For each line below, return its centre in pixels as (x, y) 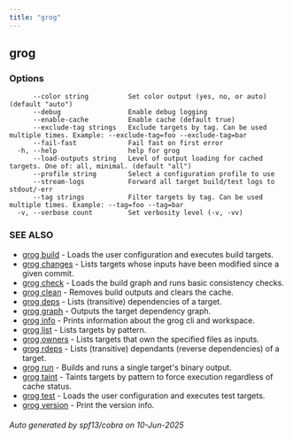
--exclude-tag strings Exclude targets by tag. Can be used (150, 128)
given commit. (48, 273)
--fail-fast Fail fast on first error (128, 143)
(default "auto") (41, 104)
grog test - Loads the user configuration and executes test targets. (143, 396)
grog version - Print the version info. (88, 404)
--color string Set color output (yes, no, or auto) (150, 97)
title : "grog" (35, 17)
